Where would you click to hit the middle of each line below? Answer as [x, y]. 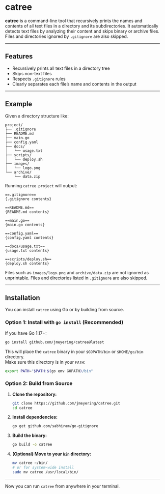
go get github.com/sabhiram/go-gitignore [55, 426]
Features [19, 56]
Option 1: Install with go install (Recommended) [64, 322]
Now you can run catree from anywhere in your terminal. [63, 486]
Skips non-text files [32, 73]
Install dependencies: [35, 417]
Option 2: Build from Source [39, 383]
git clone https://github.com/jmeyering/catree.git [66, 403]
